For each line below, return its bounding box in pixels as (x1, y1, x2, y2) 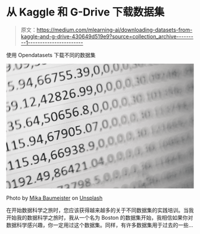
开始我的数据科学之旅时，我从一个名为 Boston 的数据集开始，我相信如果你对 (6, 214, 193, 222)
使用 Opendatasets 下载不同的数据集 (6, 51, 96, 58)
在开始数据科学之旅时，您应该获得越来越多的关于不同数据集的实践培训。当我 (6, 207, 194, 214)
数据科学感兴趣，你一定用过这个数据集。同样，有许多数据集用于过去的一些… (6, 222, 193, 229)
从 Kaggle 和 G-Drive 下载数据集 (6, 5, 165, 19)
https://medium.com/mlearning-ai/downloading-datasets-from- (36, 26, 193, 33)
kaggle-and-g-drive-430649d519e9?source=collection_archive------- (20, 33, 193, 40)
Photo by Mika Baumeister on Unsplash (6, 194, 103, 202)
